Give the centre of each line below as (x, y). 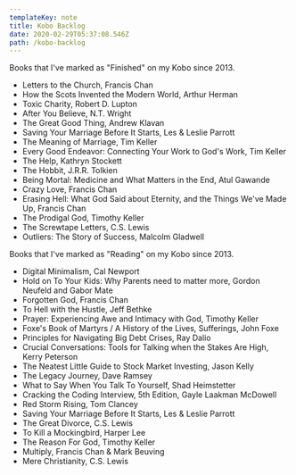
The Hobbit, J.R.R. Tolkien (70, 171)
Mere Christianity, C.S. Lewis (75, 462)
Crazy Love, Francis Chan (70, 189)
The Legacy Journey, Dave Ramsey (87, 376)
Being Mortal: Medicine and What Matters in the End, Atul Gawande (146, 180)
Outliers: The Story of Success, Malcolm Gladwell (113, 237)
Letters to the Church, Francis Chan (88, 85)
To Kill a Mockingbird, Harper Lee (84, 433)
